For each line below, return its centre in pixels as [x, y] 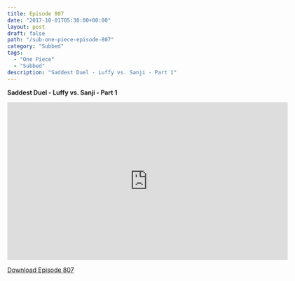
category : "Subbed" [36, 46]
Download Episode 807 [41, 270]
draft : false [26, 33]
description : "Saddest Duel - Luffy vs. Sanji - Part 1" [92, 72]
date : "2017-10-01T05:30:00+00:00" [59, 20]
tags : [15, 53]
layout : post [26, 27]
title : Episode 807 [36, 14]
